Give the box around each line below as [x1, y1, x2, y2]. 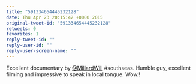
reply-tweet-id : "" [6, 37, 55, 43]
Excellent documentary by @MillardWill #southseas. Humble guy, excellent [6, 64, 191, 71]
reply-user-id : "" [6, 43, 52, 49]
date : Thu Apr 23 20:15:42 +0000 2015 [6, 14, 103, 20]
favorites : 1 [6, 31, 39, 37]
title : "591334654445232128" [6, 8, 79, 15]
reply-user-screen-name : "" [6, 48, 77, 54]
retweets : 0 [6, 25, 36, 32]
